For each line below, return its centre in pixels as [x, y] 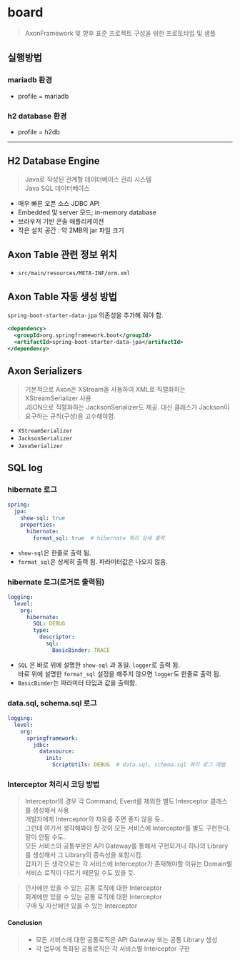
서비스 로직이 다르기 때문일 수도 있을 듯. [80, 873]
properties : [38, 525]
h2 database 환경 [37, 116]
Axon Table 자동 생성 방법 [62, 296]
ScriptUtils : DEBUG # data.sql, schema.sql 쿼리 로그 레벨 [139, 765]
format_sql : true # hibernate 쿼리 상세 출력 [99, 538]
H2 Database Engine [54, 161]
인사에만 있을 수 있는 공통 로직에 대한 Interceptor [93, 888]
